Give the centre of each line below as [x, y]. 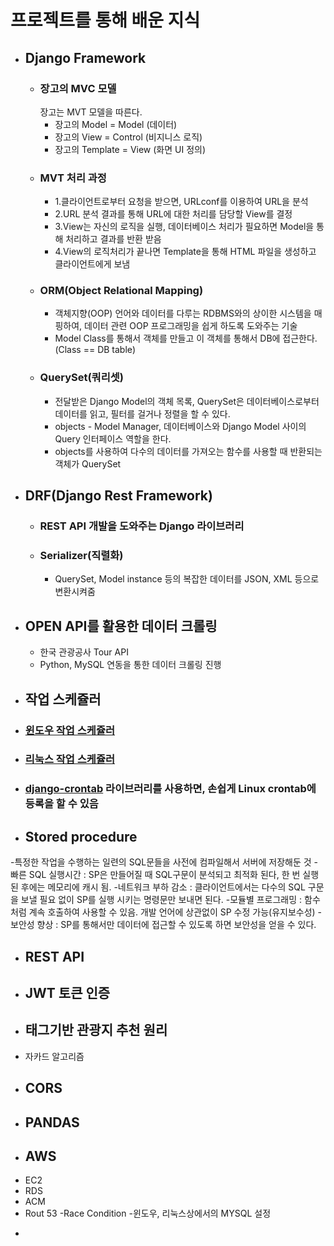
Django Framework [85, 57]
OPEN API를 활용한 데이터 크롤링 [121, 626]
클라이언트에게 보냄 [92, 264]
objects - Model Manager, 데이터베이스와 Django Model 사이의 [180, 426]
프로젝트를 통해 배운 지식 [105, 20]
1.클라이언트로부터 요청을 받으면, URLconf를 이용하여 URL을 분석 [181, 202]
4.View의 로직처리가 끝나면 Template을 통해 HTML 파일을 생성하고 [185, 252]
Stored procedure [81, 836]
